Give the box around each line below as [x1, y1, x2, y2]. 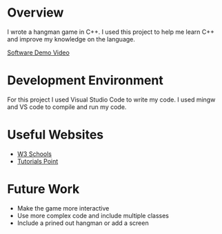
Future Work [7, 182, 80, 197]
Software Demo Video [7, 48, 70, 57]
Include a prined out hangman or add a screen [17, 219, 150, 227]
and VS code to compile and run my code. [7, 102, 127, 111]
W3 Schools [17, 150, 52, 158]
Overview [7, 5, 64, 21]
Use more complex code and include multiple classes [17, 211, 170, 220]
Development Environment [7, 72, 163, 88]
